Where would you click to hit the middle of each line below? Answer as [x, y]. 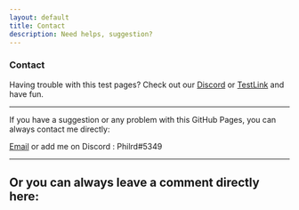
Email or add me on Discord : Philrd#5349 [86, 146]
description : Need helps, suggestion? [81, 34]
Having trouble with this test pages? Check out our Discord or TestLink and [147, 85]
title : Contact [37, 26]
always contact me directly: [60, 129]
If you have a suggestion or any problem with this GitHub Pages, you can [143, 119]
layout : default [39, 17]
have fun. [27, 93]
